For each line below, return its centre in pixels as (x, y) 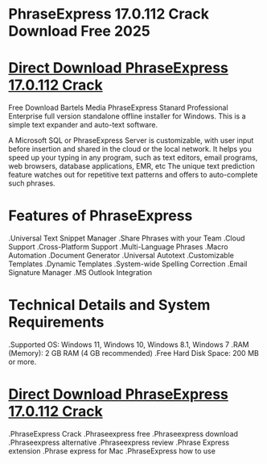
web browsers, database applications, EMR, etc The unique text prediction (132, 166)
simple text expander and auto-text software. (83, 125)
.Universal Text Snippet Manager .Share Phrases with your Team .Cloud (127, 238)
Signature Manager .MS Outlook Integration (80, 273)
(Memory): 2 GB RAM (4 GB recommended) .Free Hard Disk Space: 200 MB (133, 353)
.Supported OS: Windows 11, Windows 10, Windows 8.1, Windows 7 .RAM (129, 345)
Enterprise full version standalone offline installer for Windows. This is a (127, 116)
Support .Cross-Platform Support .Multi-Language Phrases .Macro (118, 247)
